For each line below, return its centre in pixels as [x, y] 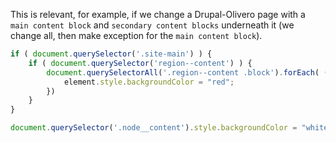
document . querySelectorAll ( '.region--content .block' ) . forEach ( [183, 72]
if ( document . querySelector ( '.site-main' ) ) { [111, 54]
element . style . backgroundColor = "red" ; [149, 82]
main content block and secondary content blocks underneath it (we [152, 25]
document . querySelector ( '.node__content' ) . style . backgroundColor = [154, 128]
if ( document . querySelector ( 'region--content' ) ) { [140, 63]
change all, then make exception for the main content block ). [136, 35]
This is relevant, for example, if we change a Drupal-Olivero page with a [158, 14]
